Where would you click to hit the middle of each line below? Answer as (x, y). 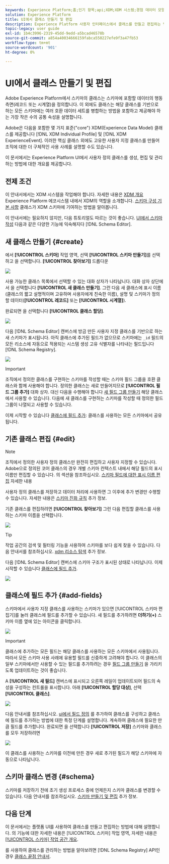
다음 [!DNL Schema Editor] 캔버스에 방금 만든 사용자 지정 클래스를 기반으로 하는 (84, 331)
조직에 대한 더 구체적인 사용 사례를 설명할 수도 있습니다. (60, 147)
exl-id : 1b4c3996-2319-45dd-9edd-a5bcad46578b (55, 33)
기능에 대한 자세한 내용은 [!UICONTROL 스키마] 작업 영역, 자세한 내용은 (87, 833)
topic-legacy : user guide (32, 29)
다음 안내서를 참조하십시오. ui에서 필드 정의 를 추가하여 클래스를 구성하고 (76, 714)
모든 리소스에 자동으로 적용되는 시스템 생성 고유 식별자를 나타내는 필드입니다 (80, 344)
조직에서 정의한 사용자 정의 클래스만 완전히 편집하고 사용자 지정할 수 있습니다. (81, 462)
